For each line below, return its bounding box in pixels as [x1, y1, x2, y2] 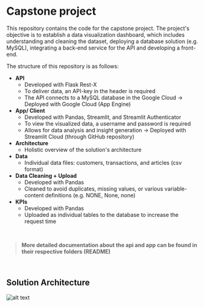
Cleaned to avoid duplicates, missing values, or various [24, 185, 164, 192]
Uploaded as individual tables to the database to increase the [24, 211, 179, 218]
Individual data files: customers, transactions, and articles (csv [24, 159, 182, 166]
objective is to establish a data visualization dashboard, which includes [6, 31, 185, 38]
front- [181, 44, 196, 51]
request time [24, 218, 57, 225]
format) [24, 165, 44, 173]
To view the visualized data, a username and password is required [24, 119, 191, 127]
